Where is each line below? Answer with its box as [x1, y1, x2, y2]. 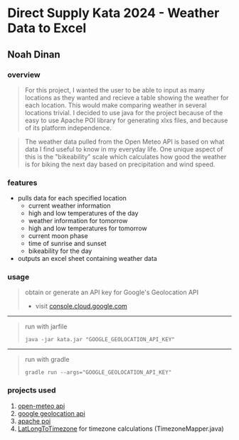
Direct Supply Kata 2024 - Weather [7, 5, 220, 21]
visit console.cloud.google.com [35, 302, 128, 311]
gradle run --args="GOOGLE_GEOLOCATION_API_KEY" [24, 369, 172, 376]
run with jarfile [24, 322, 68, 331]
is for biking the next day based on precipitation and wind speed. [24, 160, 216, 168]
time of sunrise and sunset [28, 240, 107, 248]
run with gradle [24, 355, 70, 364]
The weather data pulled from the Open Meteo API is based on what [24, 137, 225, 146]
